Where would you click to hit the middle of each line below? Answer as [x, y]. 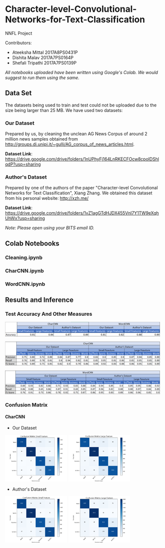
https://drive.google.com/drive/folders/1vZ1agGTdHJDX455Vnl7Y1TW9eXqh [82, 213]
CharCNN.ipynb [25, 271]
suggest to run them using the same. [42, 77]
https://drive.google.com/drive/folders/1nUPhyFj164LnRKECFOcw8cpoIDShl [82, 159]
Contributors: [18, 42]
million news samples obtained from [42, 139]
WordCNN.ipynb [25, 284]
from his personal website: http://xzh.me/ [47, 198]
